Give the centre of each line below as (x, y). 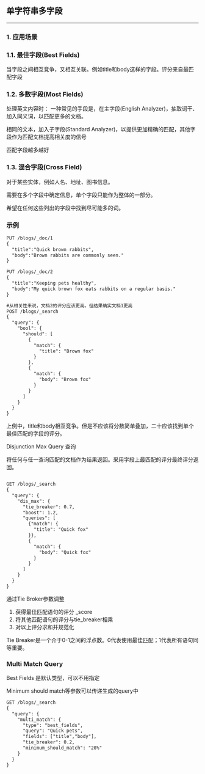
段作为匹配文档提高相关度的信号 (46, 137)
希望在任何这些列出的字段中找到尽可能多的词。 (65, 208)
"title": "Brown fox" (67, 351)
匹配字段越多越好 (28, 150)
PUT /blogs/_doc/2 (30, 272)
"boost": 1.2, (41, 513)
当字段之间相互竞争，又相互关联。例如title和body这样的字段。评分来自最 (98, 70)
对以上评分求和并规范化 (45, 627)
